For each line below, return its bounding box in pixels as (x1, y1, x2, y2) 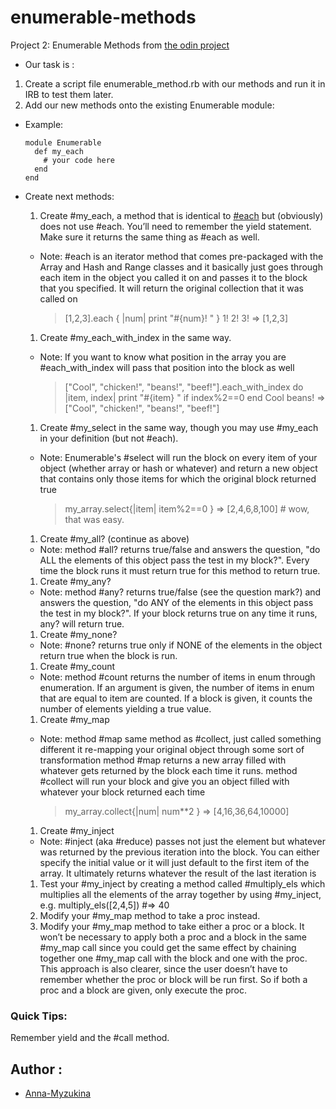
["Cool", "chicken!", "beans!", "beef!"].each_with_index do (64, 381, 304, 393)
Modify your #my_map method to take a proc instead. (39, 909, 261, 921)
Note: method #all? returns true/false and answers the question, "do (39, 543, 321, 555)
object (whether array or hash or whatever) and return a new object (39, 462, 318, 474)
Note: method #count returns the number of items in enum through (39, 671, 316, 683)
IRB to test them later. (24, 88, 114, 100)
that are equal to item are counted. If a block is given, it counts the (39, 692, 313, 704)
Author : (10, 1061, 63, 1078)
